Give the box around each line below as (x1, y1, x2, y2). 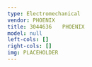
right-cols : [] (7, 43, 52, 50)
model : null (7, 29, 42, 37)
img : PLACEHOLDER (7, 50, 59, 57)
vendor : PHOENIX (7, 17, 55, 24)
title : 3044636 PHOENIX (7, 23, 85, 30)
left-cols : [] (7, 36, 50, 43)
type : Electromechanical (7, 10, 81, 17)
